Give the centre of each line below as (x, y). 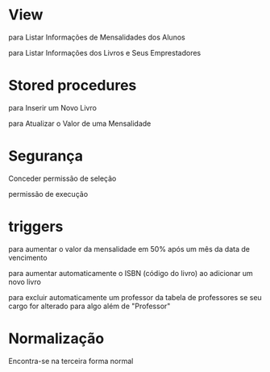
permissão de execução (48, 194)
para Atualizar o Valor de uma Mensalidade (80, 123)
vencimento (28, 257)
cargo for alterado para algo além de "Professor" (89, 306)
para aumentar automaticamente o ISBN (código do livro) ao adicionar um (131, 273)
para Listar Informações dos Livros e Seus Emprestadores (105, 52)
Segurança (46, 156)
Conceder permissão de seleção (62, 178)
